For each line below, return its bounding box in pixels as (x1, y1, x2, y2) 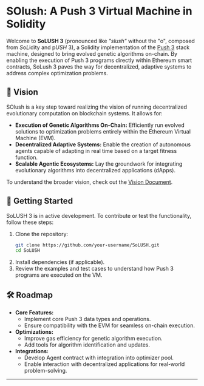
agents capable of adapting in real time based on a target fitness (15, 147, 177, 154)
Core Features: (15, 309, 54, 316)
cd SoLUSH (15, 248, 41, 254)
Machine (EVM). (15, 134, 56, 141)
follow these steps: (6, 218, 53, 226)
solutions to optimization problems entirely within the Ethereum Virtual (15, 127, 191, 135)
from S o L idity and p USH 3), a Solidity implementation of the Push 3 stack (6, 44, 190, 51)
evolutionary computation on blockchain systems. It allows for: (6, 109, 163, 117)
